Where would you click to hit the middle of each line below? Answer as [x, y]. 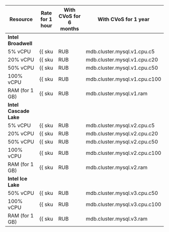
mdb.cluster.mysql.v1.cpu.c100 [123, 79]
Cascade [19, 111]
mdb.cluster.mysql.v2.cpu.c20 [122, 134]
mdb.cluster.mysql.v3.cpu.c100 [123, 204]
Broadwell [20, 43]
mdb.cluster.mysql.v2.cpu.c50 [122, 142]
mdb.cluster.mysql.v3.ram [117, 219]
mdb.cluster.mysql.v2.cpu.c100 [123, 153]
